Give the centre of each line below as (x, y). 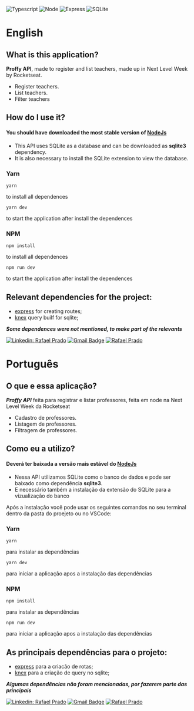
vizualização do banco (42, 496)
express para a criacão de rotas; (54, 666)
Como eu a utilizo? (41, 449)
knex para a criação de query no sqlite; (62, 673)
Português (32, 364)
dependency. (31, 152)
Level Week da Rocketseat (38, 406)
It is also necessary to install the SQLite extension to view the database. (101, 158)
